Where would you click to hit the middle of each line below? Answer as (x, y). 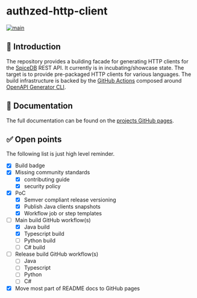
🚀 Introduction (34, 47)
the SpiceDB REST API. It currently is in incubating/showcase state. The (95, 68)
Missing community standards (52, 173)
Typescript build (44, 234)
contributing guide (47, 179)
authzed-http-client (57, 11)
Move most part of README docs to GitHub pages (77, 288)
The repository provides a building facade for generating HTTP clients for (97, 61)
